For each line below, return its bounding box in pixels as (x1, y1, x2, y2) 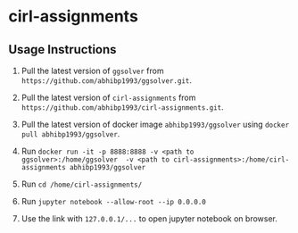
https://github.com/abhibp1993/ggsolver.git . (21, 75, 193, 86)
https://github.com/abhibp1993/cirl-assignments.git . (21, 102, 224, 112)
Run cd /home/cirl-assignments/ (21, 179, 143, 189)
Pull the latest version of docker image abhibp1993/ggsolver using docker (21, 119, 290, 129)
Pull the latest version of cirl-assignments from (21, 92, 196, 103)
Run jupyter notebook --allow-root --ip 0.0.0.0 (21, 196, 206, 206)
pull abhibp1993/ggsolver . (21, 129, 120, 139)
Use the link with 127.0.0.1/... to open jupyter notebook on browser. (21, 213, 278, 224)
